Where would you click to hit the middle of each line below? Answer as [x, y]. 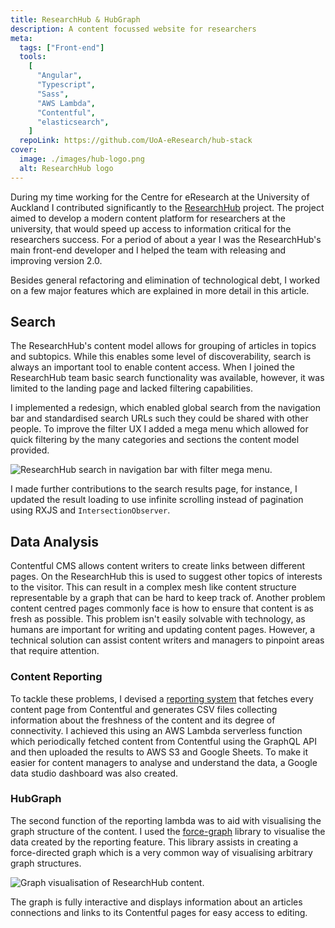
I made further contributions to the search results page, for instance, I [154, 489]
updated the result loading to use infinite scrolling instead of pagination [157, 500]
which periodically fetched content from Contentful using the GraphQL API [164, 741]
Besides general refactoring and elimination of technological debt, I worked [165, 280]
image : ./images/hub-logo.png [82, 159]
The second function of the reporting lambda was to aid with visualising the [166, 820]
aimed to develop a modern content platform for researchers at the [148, 218]
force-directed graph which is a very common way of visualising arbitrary [161, 852]
